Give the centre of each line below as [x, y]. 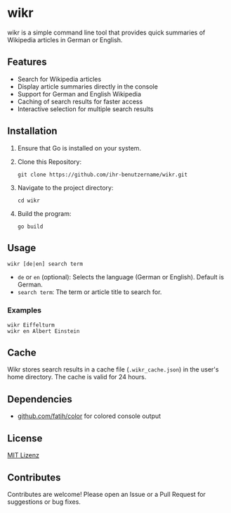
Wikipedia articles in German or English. [65, 39]
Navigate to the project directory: [65, 187]
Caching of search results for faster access [80, 101]
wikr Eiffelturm [31, 325]
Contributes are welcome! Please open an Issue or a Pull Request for [106, 494]
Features [27, 62]
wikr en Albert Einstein [44, 331]
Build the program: [44, 213]
